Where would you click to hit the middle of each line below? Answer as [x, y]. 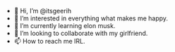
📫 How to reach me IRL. [50, 41]
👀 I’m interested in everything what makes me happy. [91, 18]
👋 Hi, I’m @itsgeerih [43, 11]
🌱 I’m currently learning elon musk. [65, 26]
